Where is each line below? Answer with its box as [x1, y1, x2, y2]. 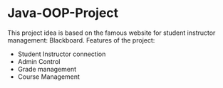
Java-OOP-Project [7, 5, 119, 21]
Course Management [17, 72, 81, 81]
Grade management [17, 65, 77, 73]
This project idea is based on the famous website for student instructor [7, 28, 216, 37]
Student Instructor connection [17, 50, 106, 58]
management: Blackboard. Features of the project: [7, 35, 155, 44]
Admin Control [17, 57, 61, 65]
